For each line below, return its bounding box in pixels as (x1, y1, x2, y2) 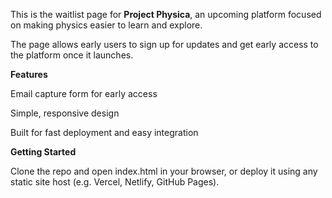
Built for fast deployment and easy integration (10, 127, 199, 138)
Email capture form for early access (10, 88, 158, 99)
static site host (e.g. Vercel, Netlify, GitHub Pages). (10, 176, 220, 188)
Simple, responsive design (10, 107, 120, 119)
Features (10, 69, 48, 80)
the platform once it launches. (10, 49, 134, 61)
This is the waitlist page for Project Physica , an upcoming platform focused (10, 9, 322, 20)
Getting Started (10, 146, 77, 158)
